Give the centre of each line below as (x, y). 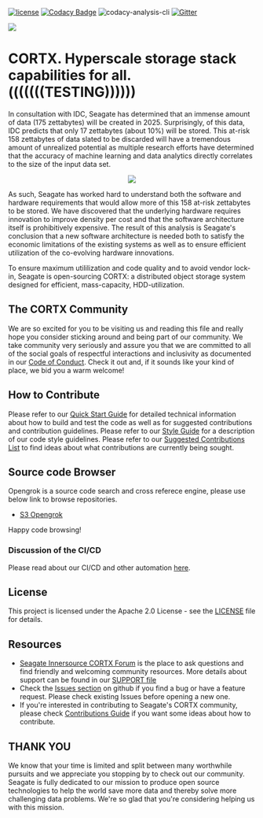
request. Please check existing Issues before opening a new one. (125, 697)
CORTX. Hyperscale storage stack (122, 59)
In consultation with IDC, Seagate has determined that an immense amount (129, 113)
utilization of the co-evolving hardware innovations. (91, 253)
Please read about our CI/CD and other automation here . (99, 568)
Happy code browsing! (45, 530)
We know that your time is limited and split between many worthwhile (120, 766)
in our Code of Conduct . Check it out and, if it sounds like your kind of (121, 361)
